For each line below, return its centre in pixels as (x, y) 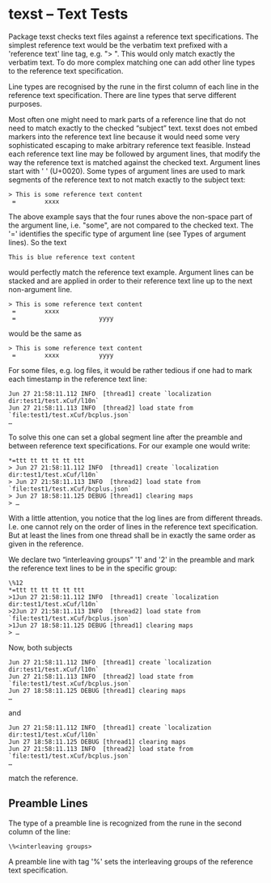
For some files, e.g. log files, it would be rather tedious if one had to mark (130, 370)
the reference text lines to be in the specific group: (93, 568)
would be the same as (45, 333)
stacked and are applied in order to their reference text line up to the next (131, 281)
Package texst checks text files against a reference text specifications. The (133, 36)
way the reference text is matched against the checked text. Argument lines (134, 162)
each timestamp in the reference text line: (78, 379)
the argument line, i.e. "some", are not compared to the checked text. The (131, 225)
